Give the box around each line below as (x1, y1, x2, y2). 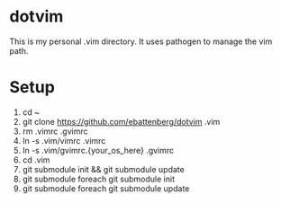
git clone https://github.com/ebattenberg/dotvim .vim (22, 116, 221, 127)
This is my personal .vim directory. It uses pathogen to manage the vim (9, 36, 273, 47)
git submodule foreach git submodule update (22, 182, 190, 194)
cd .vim (22, 154, 50, 165)
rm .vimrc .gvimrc (22, 126, 88, 137)
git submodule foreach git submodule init (22, 173, 176, 184)
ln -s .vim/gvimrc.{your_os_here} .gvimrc (22, 145, 175, 155)
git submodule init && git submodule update (22, 163, 185, 174)
